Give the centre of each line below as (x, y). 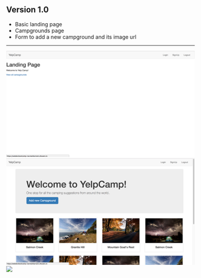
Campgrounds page (39, 30)
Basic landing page (39, 24)
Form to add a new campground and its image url (75, 37)
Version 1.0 (28, 10)
